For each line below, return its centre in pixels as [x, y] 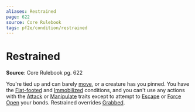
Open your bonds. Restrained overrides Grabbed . [66, 103]
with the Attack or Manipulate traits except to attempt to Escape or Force [94, 96]
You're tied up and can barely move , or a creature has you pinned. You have [98, 84]
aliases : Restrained [31, 11]
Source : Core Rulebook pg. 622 [45, 73]
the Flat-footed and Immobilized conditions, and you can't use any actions [96, 90]
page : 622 [18, 17]
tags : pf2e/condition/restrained [47, 28]
